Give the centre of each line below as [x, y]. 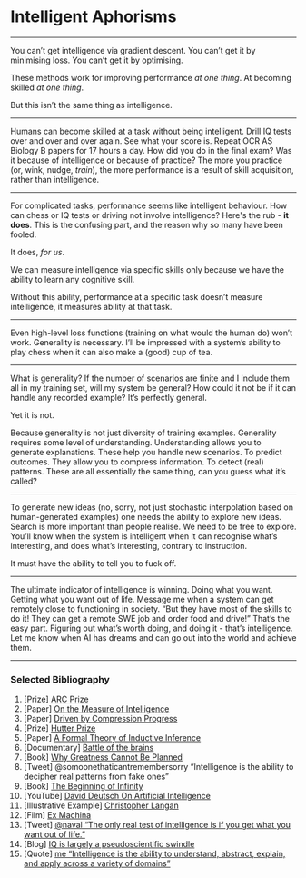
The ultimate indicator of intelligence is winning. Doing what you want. [142, 589]
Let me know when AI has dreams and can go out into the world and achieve [153, 637]
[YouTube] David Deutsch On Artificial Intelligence [117, 796]
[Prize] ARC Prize [56, 699]
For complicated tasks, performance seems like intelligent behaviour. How [149, 205]
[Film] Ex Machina [57, 815]
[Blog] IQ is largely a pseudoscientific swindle [109, 844]
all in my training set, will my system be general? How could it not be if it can [153, 387]
